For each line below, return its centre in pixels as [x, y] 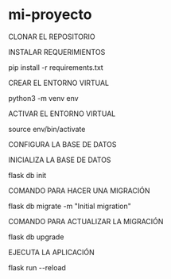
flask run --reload [37, 267]
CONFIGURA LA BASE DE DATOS [62, 144]
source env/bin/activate [47, 129]
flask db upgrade [36, 237]
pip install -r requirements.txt [56, 67]
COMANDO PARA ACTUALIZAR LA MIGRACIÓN [86, 221]
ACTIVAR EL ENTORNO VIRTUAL [62, 114]
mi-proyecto [50, 15]
